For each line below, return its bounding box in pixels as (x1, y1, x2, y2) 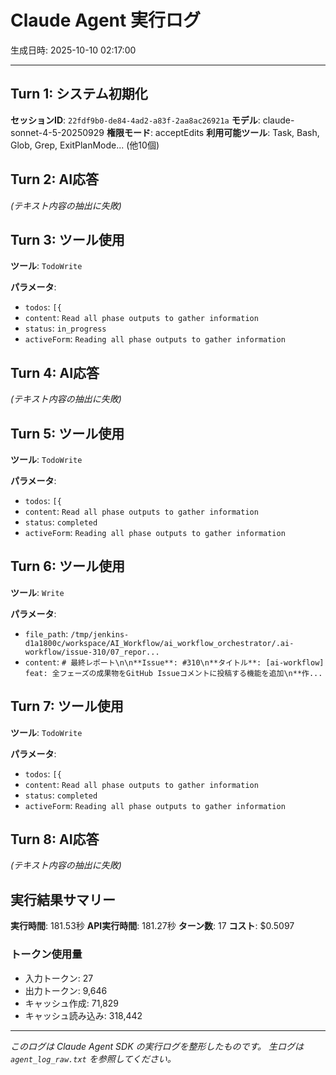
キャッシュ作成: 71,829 (24, 997, 119, 1009)
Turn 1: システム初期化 (10, 86, 148, 103)
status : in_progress (24, 322, 107, 335)
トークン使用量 (10, 947, 83, 961)
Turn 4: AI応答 (10, 364, 100, 381)
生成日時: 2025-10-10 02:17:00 (10, 44, 137, 56)
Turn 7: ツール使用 (10, 698, 124, 715)
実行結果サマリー (10, 891, 116, 908)
